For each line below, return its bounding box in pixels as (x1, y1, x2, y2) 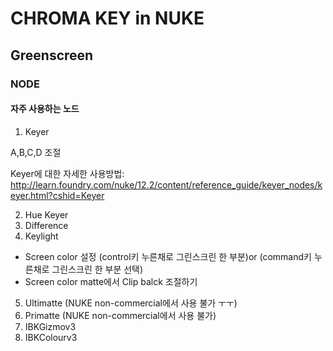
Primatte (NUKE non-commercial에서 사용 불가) (24, 309, 217, 321)
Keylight (24, 230, 59, 242)
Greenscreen (10, 47, 94, 64)
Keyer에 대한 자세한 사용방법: (10, 167, 125, 179)
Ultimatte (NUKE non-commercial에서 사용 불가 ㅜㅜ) (24, 297, 238, 309)
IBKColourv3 (24, 331, 78, 343)
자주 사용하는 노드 (10, 103, 80, 115)
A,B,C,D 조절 (10, 146, 62, 158)
